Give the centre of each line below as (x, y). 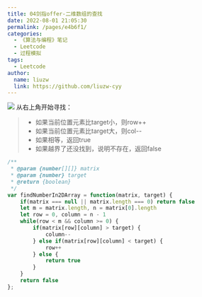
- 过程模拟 (28, 54)
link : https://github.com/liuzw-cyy (68, 86)
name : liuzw (32, 80)
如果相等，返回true (63, 140)
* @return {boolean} (41, 182)
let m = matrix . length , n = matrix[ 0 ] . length (89, 208)
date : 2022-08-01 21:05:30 (47, 21)
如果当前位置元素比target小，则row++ (91, 122)
